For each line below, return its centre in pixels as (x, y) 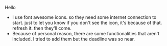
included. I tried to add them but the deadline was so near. (74, 39)
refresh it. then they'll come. (42, 28)
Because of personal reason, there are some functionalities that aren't (86, 33)
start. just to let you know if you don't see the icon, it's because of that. (87, 23)
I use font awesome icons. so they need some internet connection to (84, 17)
